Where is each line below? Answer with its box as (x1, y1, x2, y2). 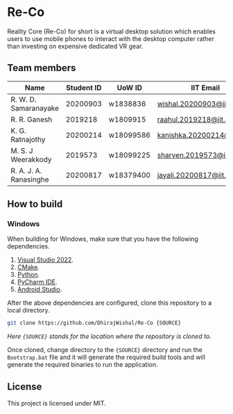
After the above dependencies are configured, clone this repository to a (7, 298, 212, 307)
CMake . (17, 263, 40, 271)
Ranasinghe (10, 175, 50, 184)
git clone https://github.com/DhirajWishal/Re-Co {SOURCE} (7, 319, 182, 327)
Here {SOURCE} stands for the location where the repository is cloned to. (7, 332, 212, 341)
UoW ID (116, 83, 142, 93)
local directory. (7, 306, 50, 315)
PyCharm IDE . (17, 278, 58, 286)
